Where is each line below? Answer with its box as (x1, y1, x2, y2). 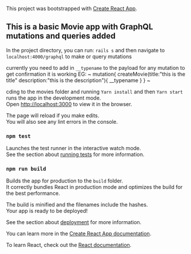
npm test (6, 133, 31, 140)
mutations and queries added (6, 31, 116, 41)
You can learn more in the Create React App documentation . (6, 230, 152, 237)
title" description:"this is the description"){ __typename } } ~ (6, 76, 151, 84)
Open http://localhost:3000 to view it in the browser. (6, 100, 132, 107)
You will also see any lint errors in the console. (6, 118, 118, 125)
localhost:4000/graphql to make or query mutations (6, 53, 132, 60)
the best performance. (6, 190, 60, 197)
